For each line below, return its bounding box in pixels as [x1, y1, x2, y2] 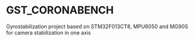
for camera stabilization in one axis [6, 29, 91, 36]
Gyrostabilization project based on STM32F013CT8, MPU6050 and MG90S [6, 23, 189, 30]
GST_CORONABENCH [6, 4, 114, 17]
